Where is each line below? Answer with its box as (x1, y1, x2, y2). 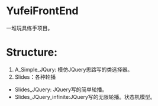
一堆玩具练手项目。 (6, 24, 53, 31)
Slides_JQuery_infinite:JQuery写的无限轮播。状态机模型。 (14, 93, 156, 100)
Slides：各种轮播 (14, 73, 56, 81)
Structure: (6, 46, 58, 59)
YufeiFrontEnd (6, 4, 79, 18)
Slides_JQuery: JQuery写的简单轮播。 (14, 86, 108, 93)
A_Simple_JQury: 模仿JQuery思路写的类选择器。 (14, 66, 133, 73)
